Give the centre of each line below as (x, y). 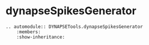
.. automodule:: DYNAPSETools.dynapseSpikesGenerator (74, 27)
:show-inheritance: (41, 37)
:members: (29, 32)
